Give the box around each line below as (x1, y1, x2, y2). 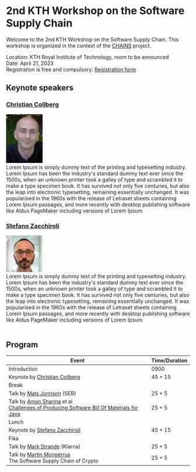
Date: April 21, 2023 (6, 60, 54, 67)
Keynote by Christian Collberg (8, 374, 80, 381)
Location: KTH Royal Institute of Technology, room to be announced (6, 53, 169, 60)
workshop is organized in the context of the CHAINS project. (6, 42, 152, 49)
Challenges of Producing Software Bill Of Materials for (8, 404, 138, 411)
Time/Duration (151, 357, 188, 364)
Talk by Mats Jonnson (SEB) (8, 389, 76, 396)
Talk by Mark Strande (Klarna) (8, 443, 80, 450)
